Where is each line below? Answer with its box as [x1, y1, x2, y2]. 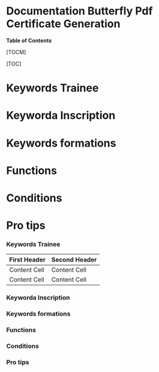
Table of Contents [6, 37, 52, 44]
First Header [9, 255, 46, 264]
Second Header [51, 255, 97, 264]
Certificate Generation [6, 17, 121, 31]
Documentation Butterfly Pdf [6, 4, 153, 18]
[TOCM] [6, 48, 26, 55]
